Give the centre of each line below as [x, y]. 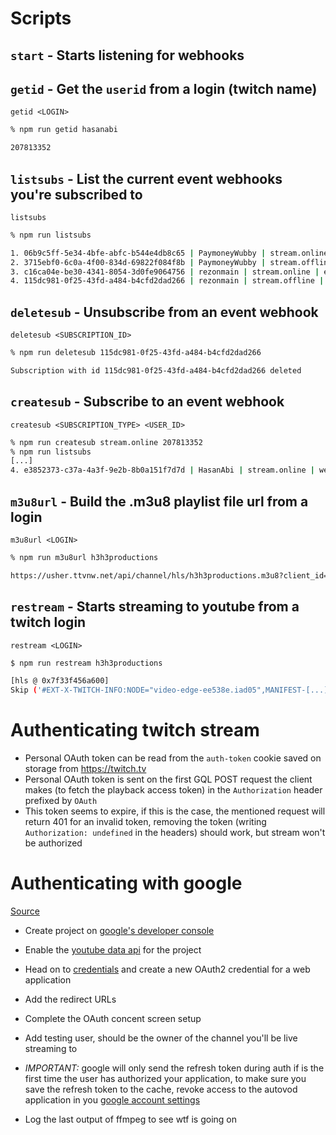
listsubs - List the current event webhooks [146, 178]
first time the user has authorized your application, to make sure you [165, 1079]
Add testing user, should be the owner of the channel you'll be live [161, 1038]
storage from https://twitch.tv [85, 769]
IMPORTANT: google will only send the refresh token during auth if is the [174, 1068]
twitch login [48, 622]
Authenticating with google [126, 883]
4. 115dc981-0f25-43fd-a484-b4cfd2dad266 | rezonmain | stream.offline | [167, 281]
